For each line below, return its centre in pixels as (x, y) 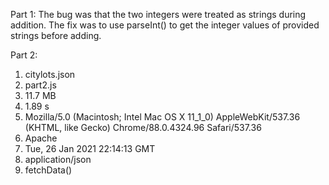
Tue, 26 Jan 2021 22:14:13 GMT (90, 148)
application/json (58, 159)
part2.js (40, 85)
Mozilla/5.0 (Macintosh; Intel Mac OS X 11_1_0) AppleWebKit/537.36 (162, 117)
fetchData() (48, 170)
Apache (41, 138)
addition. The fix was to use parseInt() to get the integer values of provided (165, 25)
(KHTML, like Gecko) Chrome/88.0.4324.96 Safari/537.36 (143, 127)
